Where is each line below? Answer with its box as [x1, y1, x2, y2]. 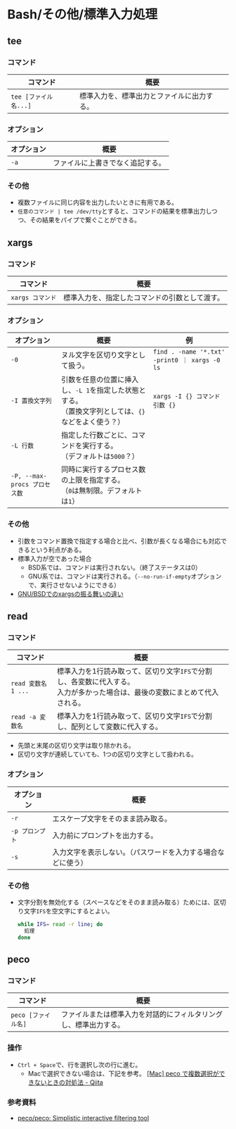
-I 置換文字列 [11, 397, 52, 405]
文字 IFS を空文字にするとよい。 [23, 907, 114, 915]
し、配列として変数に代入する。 [56, 722, 163, 732]
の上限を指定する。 [60, 475, 125, 485]
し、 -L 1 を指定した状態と [60, 385, 146, 395]
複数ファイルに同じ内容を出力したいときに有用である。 [17, 198, 178, 206]
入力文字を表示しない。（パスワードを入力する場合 [52, 847, 218, 857]
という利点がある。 [29, 545, 86, 554]
